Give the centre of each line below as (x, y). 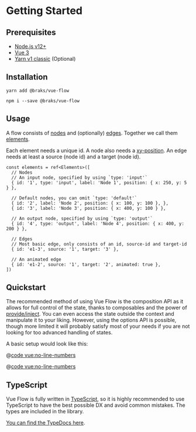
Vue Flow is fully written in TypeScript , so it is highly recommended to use (95, 399)
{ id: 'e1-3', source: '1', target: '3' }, (65, 249)
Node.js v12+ (30, 46)
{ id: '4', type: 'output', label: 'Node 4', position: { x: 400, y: (98, 223)
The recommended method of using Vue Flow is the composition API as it (95, 302)
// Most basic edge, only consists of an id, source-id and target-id (99, 244)
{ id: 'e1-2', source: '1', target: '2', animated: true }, (86, 264)
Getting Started (44, 11)
